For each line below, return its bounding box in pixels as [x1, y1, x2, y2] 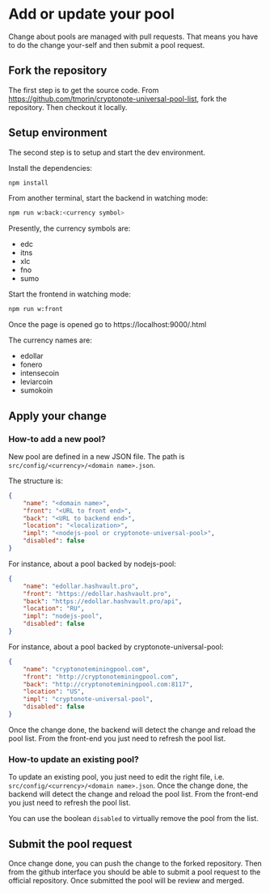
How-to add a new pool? [8, 433, 107, 444]
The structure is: [8, 475, 63, 486]
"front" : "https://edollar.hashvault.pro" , [23, 589, 172, 597]
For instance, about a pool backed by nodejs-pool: [8, 559, 176, 568]
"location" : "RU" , [23, 605, 85, 613]
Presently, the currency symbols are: [8, 223, 131, 233]
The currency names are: [8, 335, 93, 345]
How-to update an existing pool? [8, 754, 139, 765]
